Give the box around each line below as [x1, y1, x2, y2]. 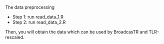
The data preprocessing [5, 4, 55, 10]
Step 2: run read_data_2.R [12, 19, 66, 25]
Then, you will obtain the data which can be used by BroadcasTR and [5, 29, 148, 34]
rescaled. [5, 34, 24, 40]
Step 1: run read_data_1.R [12, 14, 64, 19]
